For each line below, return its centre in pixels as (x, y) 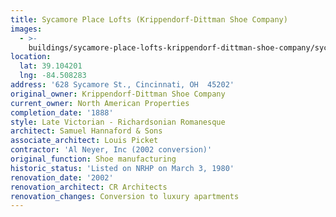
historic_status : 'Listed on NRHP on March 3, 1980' (122, 168)
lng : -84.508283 (53, 76)
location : (31, 57)
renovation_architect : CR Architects (89, 187)
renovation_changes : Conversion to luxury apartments (125, 196)
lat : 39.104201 (51, 66)
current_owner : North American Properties (100, 103)
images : (26, 29)
